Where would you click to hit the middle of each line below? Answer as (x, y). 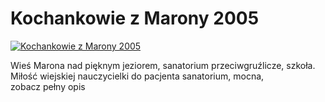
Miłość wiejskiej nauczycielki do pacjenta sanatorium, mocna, (137, 76)
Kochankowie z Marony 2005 (135, 18)
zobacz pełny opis (48, 86)
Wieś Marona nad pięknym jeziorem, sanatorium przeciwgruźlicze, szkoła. (163, 65)
